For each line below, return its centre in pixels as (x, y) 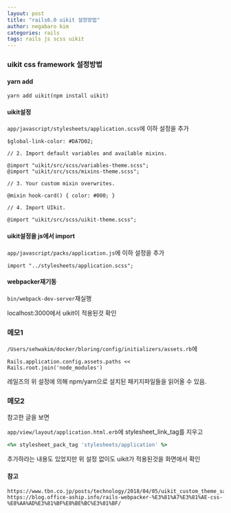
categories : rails (33, 33)
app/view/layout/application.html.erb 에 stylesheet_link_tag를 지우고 (105, 432)
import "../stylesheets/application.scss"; (70, 266)
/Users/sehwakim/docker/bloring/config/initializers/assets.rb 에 (102, 349)
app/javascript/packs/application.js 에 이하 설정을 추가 (86, 253)
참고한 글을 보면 (29, 417)
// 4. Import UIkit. (37, 208)
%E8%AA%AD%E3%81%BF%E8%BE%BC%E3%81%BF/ (64, 503)
